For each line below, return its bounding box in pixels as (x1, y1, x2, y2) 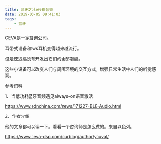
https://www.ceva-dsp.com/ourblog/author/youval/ (5, 134, 109, 140)
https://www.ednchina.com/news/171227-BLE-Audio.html (5, 103, 122, 109)
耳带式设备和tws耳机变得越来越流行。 (5, 45, 82, 52)
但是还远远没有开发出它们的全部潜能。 (5, 56, 83, 62)
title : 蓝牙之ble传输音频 (5, 7, 53, 12)
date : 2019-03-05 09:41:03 (5, 12, 61, 17)
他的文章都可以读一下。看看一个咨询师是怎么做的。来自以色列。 (5, 124, 134, 130)
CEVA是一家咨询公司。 (5, 35, 52, 41)
